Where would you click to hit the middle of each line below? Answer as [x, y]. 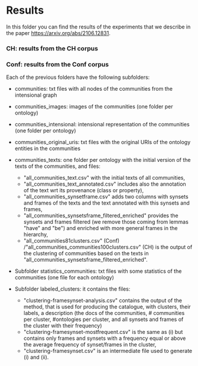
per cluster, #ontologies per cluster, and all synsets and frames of [103, 319]
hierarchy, [36, 234]
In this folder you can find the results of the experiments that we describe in [98, 27]
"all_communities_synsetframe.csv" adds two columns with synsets [106, 197]
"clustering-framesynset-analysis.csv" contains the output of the [103, 301]
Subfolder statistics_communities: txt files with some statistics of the [98, 271]
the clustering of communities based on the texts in [86, 253]
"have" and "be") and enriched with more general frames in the [100, 228]
